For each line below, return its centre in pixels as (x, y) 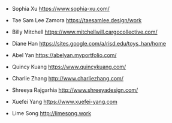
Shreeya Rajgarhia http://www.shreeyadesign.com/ (75, 90)
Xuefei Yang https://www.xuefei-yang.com (65, 102)
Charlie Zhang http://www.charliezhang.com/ (68, 78)
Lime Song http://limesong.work (52, 113)
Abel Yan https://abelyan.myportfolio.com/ (64, 55)
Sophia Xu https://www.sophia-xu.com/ (61, 9)
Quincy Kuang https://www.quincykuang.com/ (69, 67)
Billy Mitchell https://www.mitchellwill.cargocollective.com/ (85, 32)
